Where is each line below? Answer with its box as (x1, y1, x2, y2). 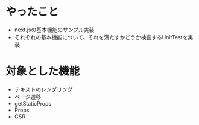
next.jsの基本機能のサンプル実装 (14, 26, 95, 33)
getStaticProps (14, 100, 52, 107)
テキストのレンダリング (14, 85, 73, 93)
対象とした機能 (5, 65, 80, 79)
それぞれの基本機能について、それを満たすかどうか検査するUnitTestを (14, 33, 188, 40)
